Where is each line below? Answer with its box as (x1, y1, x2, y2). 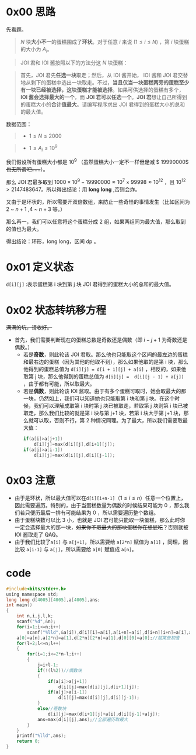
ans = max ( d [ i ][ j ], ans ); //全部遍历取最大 (37, 716, 128, 722)
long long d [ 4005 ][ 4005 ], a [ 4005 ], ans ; (6, 597, 100, 603)
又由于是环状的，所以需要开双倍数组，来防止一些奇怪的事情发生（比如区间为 (6, 198, 190, 205)
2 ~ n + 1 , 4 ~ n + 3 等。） (6, 206, 66, 213)
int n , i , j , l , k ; (16, 613, 54, 619)
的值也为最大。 (6, 225, 42, 232)
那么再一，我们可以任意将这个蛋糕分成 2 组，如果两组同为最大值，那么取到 (6, 218, 186, 225)
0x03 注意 (6, 474, 55, 487)
